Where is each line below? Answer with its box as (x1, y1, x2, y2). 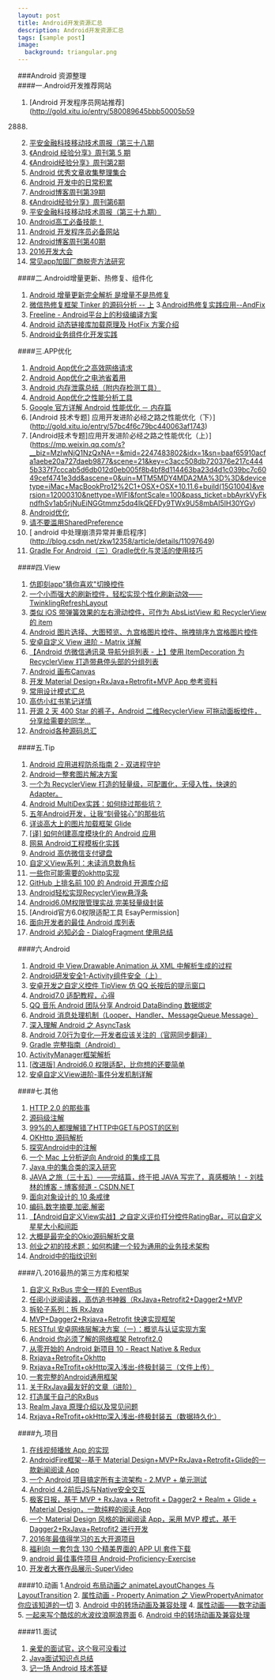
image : (17, 41, 40, 49)
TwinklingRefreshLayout (28, 598, 108, 607)
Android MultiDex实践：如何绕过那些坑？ (28, 799, 162, 808)
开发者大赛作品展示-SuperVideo (28, 1564, 134, 1573)
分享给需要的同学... (28, 716, 91, 725)
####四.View (17, 562, 61, 572)
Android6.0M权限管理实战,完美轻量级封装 (28, 898, 164, 907)
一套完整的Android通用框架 (28, 1372, 118, 1381)
